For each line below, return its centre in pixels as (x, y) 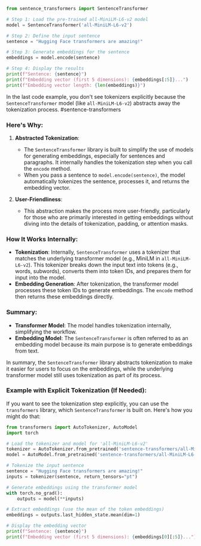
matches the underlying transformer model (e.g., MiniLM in (87, 259)
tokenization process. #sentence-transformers (64, 109)
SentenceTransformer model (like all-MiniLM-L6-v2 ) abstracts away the (93, 103)
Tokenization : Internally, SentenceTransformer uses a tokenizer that (98, 252)
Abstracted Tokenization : (47, 138)
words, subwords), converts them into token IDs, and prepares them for (103, 271)
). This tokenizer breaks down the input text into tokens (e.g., (103, 265)
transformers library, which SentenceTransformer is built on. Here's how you (99, 409)
